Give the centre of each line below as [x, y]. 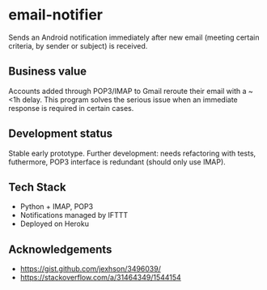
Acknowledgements [60, 249]
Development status [61, 134]
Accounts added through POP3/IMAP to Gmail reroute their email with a [127, 91]
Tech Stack [37, 187]
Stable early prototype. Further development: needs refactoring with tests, [132, 153]
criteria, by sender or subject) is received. [78, 45]
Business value [48, 72]
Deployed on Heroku [54, 224]
